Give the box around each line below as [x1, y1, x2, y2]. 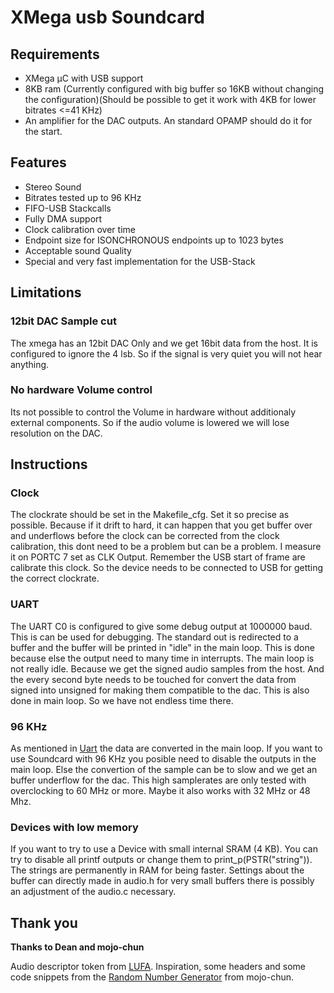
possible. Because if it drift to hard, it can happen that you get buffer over [10, 519, 313, 531]
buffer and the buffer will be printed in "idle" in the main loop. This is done [10, 641, 315, 653]
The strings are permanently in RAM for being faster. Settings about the [10, 864, 305, 876]
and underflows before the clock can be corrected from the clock [10, 530, 280, 542]
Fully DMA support [24, 212, 103, 225]
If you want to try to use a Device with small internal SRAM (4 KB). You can [10, 843, 318, 855]
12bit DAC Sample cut [10, 314, 117, 328]
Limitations [10, 284, 82, 301]
